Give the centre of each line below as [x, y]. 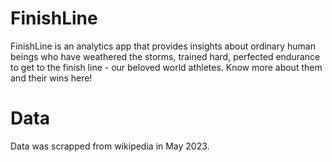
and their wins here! [51, 78]
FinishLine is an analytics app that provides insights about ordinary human [163, 46]
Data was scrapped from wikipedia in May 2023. [110, 146]
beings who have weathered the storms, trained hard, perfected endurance [165, 56]
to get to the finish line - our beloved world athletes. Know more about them [166, 67]
